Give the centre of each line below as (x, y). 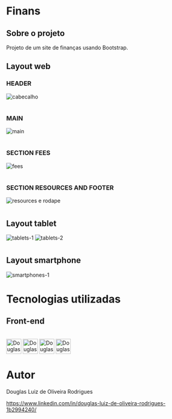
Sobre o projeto (35, 33)
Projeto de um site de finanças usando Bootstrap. (67, 47)
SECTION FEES (28, 153)
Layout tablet (31, 223)
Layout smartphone (44, 260)
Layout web (28, 66)
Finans (23, 11)
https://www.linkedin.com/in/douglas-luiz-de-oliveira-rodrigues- (86, 403)
